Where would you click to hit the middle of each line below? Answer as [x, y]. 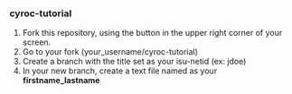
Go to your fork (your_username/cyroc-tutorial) [110, 52]
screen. [37, 42]
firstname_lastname [61, 81]
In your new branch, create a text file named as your [120, 71]
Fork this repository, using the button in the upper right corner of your [152, 33]
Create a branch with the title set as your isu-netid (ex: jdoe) [134, 62]
